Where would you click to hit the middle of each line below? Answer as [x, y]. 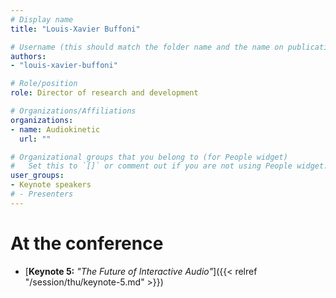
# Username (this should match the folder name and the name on [147, 47]
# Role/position [44, 84]
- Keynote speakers [51, 185]
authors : [28, 56]
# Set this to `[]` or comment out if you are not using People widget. [169, 166]
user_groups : [37, 176]
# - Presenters [42, 194]
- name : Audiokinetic [55, 129]
